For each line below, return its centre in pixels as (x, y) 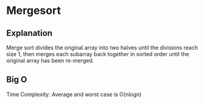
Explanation (30, 33)
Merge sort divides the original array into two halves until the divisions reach (102, 47)
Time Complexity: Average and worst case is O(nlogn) (74, 94)
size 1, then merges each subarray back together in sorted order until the (98, 54)
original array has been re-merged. (50, 61)
